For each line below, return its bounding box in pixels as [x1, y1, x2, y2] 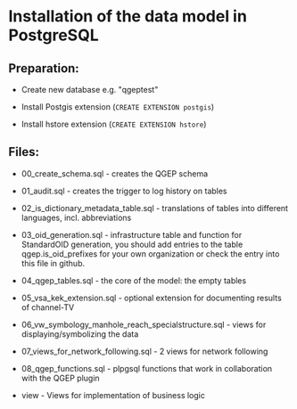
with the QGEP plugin [21, 372, 100, 383]
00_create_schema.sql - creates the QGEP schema [21, 168, 209, 179]
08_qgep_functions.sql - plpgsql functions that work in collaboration [21, 363, 273, 373]
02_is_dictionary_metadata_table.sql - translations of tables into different [21, 202, 289, 213]
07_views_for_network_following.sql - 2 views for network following [21, 346, 268, 356]
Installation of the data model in [8, 6, 247, 27]
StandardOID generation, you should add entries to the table [21, 239, 243, 249]
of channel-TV [21, 301, 75, 313]
